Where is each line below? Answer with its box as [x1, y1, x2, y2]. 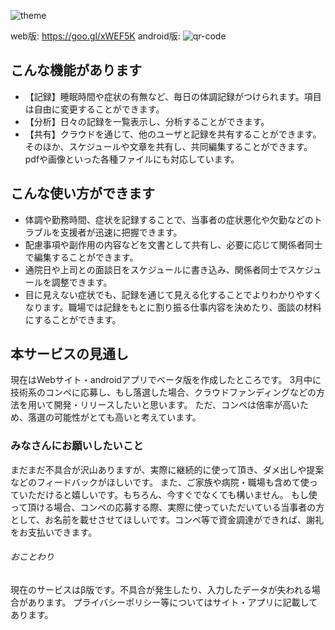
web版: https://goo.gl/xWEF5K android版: [10, 30, 181, 42]
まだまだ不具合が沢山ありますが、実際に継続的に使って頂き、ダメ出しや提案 [10, 463, 325, 475]
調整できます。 [51, 276, 113, 288]
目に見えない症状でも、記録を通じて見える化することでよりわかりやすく [24, 288, 323, 300]
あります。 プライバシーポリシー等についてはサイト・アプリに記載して [27, 596, 318, 608]
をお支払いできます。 [10, 526, 98, 538]
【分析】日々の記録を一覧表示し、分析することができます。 [24, 115, 270, 127]
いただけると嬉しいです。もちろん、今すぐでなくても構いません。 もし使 [18, 488, 318, 500]
